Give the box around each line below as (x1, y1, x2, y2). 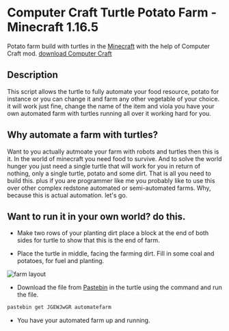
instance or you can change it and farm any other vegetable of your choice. (7, 95, 220, 103)
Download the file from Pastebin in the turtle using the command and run (16, 283, 222, 292)
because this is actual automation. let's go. (7, 191, 128, 199)
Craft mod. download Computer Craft (7, 49, 112, 58)
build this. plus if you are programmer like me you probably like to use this (7, 176, 215, 184)
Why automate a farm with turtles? (7, 129, 159, 141)
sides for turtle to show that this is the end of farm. (16, 236, 160, 245)
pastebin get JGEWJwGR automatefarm (7, 304, 111, 311)
